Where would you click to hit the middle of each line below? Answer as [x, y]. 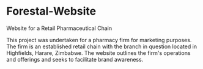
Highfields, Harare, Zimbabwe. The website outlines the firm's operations [98, 53]
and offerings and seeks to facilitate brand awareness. [75, 59]
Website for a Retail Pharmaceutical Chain [59, 28]
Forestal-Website [51, 11]
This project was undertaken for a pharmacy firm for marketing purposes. [99, 40]
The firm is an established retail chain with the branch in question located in [102, 46]
